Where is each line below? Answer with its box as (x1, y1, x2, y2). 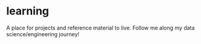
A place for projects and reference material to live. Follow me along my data (6, 24, 195, 31)
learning (6, 4, 50, 18)
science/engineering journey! (6, 30, 80, 37)
